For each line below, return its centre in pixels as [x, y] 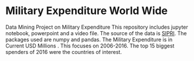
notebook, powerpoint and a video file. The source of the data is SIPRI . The [96, 33]
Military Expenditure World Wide [87, 11]
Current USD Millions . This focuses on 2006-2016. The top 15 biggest [90, 46]
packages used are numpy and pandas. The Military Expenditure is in [89, 39]
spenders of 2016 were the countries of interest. [64, 52]
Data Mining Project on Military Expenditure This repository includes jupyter [97, 27]
